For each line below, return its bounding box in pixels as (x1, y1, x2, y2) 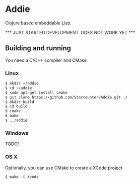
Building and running (5, 44, 71, 53)
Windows (5, 129, 29, 136)
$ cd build (5, 104, 28, 109)
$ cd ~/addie (5, 86, 32, 91)
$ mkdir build (5, 99, 35, 104)
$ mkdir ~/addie (5, 81, 39, 86)
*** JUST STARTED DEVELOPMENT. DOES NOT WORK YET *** (5, 29, 136, 35)
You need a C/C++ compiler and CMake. (5, 57, 88, 63)
